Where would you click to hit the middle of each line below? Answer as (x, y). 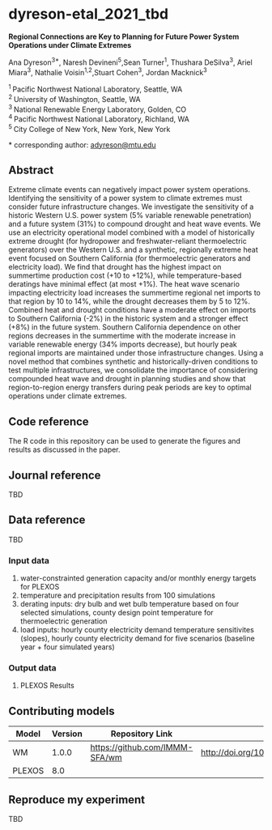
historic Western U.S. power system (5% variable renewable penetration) (130, 215)
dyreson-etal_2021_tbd (89, 14)
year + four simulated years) (67, 647)
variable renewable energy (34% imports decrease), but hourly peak (123, 344)
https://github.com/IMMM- (142, 747)
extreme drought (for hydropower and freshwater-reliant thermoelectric (127, 241)
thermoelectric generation (64, 621)
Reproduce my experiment (77, 800)
